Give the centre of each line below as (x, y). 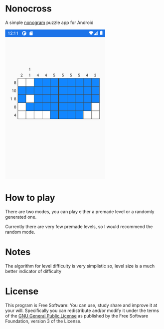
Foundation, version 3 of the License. (43, 321)
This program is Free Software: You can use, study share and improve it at (81, 305)
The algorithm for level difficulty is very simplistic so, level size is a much (80, 266)
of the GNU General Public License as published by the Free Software (77, 316)
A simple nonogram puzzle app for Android (49, 22)
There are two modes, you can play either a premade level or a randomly (80, 211)
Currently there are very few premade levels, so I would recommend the (79, 226)
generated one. (21, 217)
